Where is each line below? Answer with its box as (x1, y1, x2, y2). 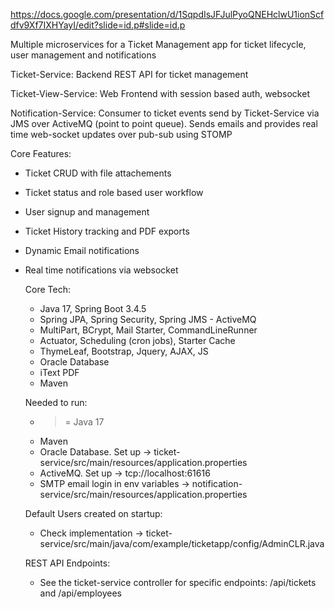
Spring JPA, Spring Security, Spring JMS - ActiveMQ (39, 314, 257, 325)
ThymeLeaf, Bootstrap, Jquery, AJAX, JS (39, 345, 209, 357)
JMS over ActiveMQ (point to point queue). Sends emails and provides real (10, 118, 318, 129)
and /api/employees (39, 587, 122, 599)
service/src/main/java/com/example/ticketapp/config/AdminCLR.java (39, 538, 325, 549)
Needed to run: (24, 397, 88, 408)
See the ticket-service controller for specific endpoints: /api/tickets (39, 577, 317, 588)
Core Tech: (24, 284, 71, 295)
